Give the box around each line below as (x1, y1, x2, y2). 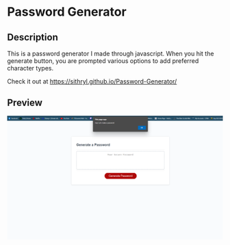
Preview (7, 97, 43, 109)
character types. (7, 64, 53, 72)
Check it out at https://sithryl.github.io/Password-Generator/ (7, 77, 177, 86)
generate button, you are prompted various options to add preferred (7, 57, 199, 65)
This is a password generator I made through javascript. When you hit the (7, 49, 214, 57)
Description (7, 31, 58, 43)
